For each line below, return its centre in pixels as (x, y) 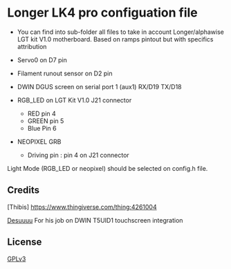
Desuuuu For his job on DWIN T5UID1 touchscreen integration (95, 220)
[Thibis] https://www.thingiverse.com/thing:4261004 (82, 207)
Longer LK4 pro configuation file (103, 13)
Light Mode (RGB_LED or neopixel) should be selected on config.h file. (108, 168)
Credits (24, 191)
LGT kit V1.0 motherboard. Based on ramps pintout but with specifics (115, 39)
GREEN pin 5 (46, 121)
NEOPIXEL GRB (39, 141)
